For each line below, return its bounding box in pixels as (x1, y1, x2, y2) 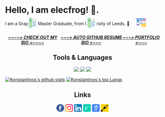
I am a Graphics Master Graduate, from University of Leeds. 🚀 (5, 21, 130, 26)
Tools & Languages (53, 53, 112, 62)
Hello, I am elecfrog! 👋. (5, 4, 99, 16)
